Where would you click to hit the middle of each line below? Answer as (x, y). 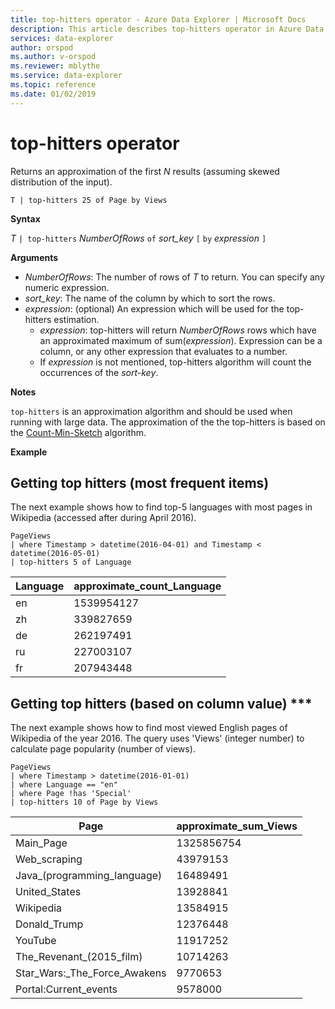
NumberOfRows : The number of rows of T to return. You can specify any (174, 277)
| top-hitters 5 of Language (71, 562)
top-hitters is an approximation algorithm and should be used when (151, 411)
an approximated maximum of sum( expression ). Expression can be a (181, 340)
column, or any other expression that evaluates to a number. (163, 351)
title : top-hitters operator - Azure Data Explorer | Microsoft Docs (158, 19)
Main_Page (41, 843)
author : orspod (42, 47)
